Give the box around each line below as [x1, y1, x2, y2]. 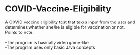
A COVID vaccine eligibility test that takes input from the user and [5, 19, 135, 25]
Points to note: [5, 29, 34, 35]
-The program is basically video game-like [5, 39, 89, 45]
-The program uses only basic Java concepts [5, 44, 95, 50]
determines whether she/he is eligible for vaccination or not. [5, 24, 125, 30]
